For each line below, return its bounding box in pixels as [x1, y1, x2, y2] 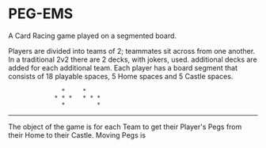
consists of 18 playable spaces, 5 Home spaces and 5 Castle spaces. [8, 71, 234, 81]
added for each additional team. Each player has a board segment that [8, 63, 237, 72]
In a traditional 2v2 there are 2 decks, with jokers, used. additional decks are [8, 55, 257, 64]
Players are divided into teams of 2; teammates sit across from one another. [8, 46, 256, 55]
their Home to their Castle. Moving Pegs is [8, 130, 146, 139]
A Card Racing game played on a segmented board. [8, 31, 177, 40]
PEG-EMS [8, 5, 74, 23]
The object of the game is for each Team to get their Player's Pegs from [8, 122, 242, 131]
